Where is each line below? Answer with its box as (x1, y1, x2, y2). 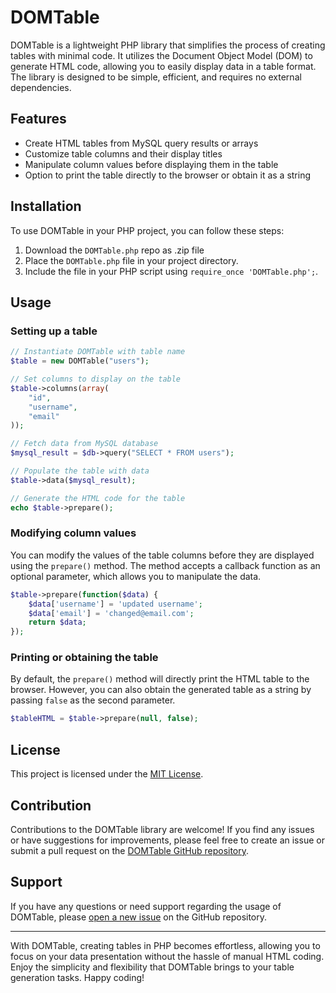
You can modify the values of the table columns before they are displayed (10, 549, 315, 561)
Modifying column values (10, 526, 137, 540)
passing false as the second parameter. (10, 694, 176, 706)
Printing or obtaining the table (10, 651, 159, 665)
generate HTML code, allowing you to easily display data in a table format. (10, 60, 317, 72)
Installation (10, 198, 82, 215)
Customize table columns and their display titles (24, 147, 223, 160)
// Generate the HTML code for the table (10, 493, 186, 503)
